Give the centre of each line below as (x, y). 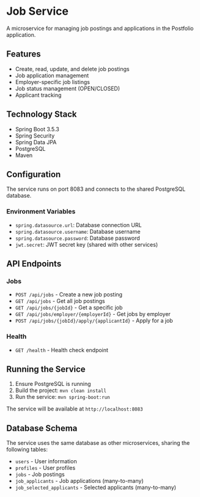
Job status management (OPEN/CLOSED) (68, 88)
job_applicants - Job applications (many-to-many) (79, 481)
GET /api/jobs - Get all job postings (60, 301)
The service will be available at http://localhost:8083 (75, 409)
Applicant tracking (38, 95)
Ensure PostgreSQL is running (53, 384)
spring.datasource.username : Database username (78, 231)
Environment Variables (41, 212)
